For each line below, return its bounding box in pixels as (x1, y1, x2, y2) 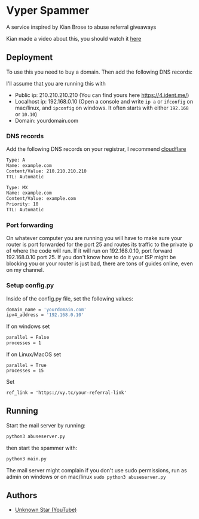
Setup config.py (6, 281, 54, 290)
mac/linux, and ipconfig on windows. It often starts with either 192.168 (14, 104, 189, 111)
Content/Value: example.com (6, 196, 76, 202)
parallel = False (6, 335, 50, 341)
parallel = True (6, 363, 47, 369)
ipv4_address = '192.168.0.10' (6, 312, 84, 318)
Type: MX (6, 184, 28, 190)
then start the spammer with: (6, 444, 78, 451)
